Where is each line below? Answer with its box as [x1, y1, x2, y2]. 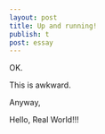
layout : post [9, 13, 58, 22]
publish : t [9, 29, 50, 38]
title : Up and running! [9, 21, 98, 30]
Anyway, [9, 97, 41, 108]
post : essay [9, 38, 53, 47]
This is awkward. [9, 80, 71, 90]
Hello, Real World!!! [9, 114, 80, 125]
